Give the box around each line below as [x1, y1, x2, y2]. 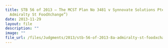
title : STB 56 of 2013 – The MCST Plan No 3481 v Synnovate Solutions [5, 7, 155, 12]
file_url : [5, 35, 26, 40]
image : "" [5, 30, 26, 35]
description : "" [5, 26, 39, 31]
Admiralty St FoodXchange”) [9, 12, 68, 17]
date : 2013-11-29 [5, 16, 41, 21]
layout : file [5, 21, 32, 26]
